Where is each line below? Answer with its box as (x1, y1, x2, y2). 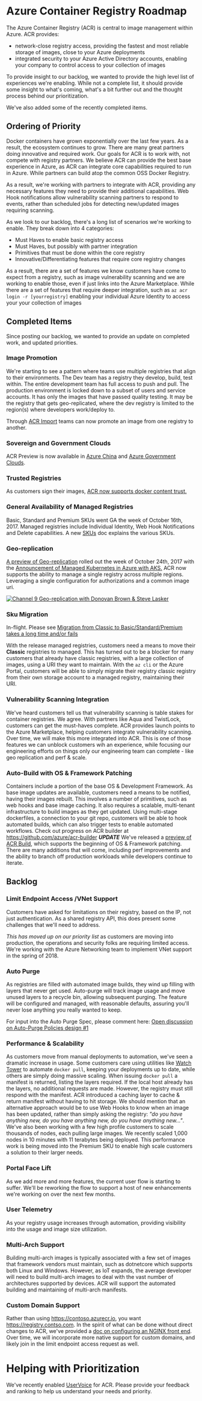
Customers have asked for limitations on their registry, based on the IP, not (6, 908, 191, 915)
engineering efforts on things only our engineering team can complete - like (6, 747, 194, 755)
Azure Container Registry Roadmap (6, 4, 188, 18)
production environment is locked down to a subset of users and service (6, 386, 186, 394)
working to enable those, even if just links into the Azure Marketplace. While (6, 280, 195, 287)
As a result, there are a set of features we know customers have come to (6, 267, 186, 274)
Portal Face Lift (6, 1164, 51, 1172)
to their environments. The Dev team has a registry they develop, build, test (6, 374, 193, 381)
